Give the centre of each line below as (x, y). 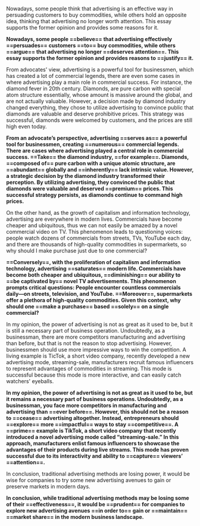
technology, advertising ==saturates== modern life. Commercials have (96, 268)
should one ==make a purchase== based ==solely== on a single (87, 306)
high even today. (26, 126)
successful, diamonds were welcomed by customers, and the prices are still (99, 120)
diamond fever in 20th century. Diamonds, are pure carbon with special (94, 88)
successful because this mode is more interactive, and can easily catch (94, 375)
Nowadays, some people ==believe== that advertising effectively (89, 39)
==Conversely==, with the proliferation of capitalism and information (93, 262)
